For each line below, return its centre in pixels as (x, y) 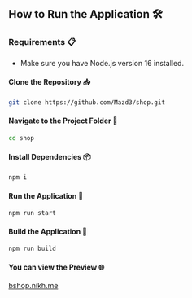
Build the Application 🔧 (48, 231)
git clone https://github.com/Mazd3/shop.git (87, 102)
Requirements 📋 (42, 42)
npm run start (33, 213)
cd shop (22, 138)
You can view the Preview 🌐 (57, 267)
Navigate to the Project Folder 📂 (63, 121)
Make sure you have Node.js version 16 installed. (102, 63)
